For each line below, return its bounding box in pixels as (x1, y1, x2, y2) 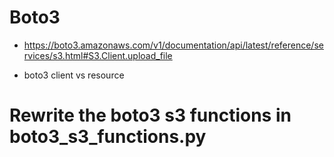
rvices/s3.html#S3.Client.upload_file (23, 49, 173, 61)
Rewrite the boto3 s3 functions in (9, 104, 292, 127)
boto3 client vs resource (23, 69, 125, 81)
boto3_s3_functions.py (9, 126, 207, 148)
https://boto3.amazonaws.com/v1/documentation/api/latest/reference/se (23, 39, 324, 51)
